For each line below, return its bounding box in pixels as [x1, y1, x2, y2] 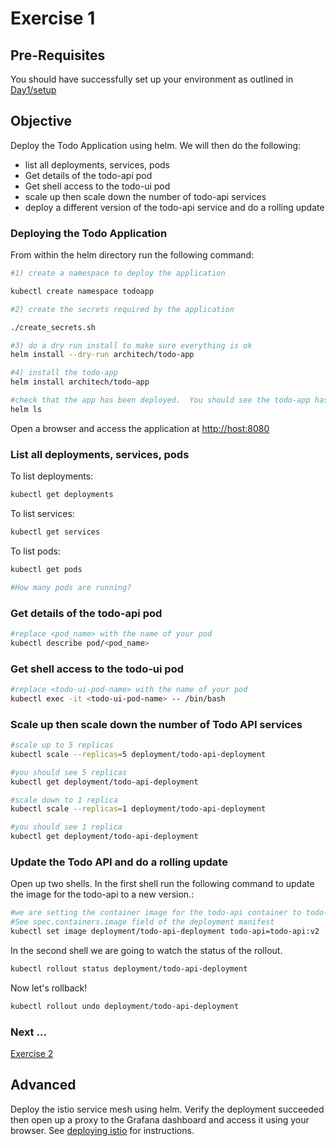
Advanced [10, 1077, 77, 1094]
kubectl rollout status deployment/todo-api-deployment [10, 963, 248, 974]
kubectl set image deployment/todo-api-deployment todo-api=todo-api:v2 [10, 927, 320, 937]
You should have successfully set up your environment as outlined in [10, 73, 294, 85]
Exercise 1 [10, 7, 96, 30]
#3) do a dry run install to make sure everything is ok [10, 340, 253, 351]
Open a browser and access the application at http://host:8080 [10, 422, 270, 434]
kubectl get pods [10, 564, 83, 574]
